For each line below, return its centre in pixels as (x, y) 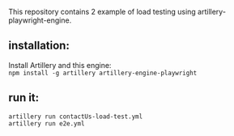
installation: (39, 46)
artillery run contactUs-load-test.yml (76, 117)
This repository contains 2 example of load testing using (102, 12)
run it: (24, 98)
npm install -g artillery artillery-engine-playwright (103, 73)
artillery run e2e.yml (47, 123)
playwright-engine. (40, 20)
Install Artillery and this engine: (60, 65)
